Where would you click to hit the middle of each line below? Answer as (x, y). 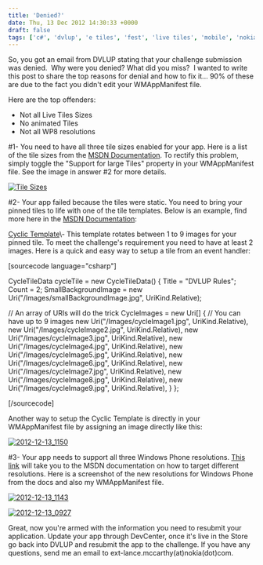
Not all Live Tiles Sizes (56, 115)
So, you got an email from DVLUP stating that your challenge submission (125, 60)
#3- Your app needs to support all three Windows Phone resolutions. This (127, 457)
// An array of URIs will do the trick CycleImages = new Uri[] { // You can (124, 313)
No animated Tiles (49, 123)
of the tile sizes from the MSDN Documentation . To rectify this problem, (123, 155)
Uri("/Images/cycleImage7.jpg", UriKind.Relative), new (95, 372)
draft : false (29, 30)
